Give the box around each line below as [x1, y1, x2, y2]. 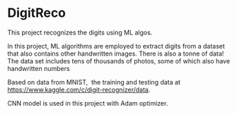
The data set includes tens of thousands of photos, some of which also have [7, 56, 231, 65]
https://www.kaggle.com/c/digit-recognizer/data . [7, 85, 151, 94]
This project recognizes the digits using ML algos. [7, 28, 153, 37]
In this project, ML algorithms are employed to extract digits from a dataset [7, 42, 225, 50]
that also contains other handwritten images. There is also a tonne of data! [7, 49, 224, 58]
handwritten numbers [7, 64, 70, 72]
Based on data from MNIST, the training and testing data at [7, 77, 180, 86]
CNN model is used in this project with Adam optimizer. [7, 99, 168, 107]
